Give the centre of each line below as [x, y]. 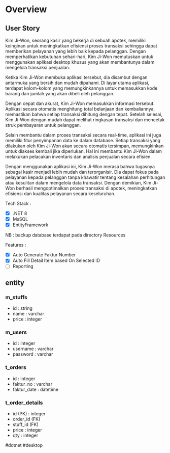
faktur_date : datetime [36, 389]
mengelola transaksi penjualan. [38, 68]
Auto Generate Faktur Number [44, 255]
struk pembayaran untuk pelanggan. [43, 125]
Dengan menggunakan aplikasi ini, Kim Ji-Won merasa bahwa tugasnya [80, 166]
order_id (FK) [26, 419]
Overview [26, 9]
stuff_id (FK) [26, 424]
